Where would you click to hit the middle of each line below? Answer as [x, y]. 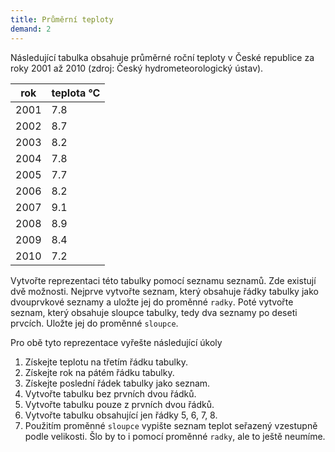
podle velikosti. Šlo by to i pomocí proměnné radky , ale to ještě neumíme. [175, 436]
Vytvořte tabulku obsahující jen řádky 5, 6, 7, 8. [121, 415]
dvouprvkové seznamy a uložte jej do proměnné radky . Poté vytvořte [152, 302]
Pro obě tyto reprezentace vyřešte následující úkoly [116, 342]
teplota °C [76, 93]
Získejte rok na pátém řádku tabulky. [99, 372]
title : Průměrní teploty [62, 19]
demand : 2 [31, 29]
